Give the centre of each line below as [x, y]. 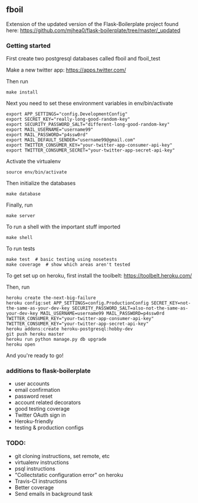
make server [21, 216]
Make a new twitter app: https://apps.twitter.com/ [66, 70]
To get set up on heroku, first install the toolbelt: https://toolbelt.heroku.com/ [99, 276]
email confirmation [37, 390]
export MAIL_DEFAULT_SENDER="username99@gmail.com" [71, 140]
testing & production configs [49, 428]
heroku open [21, 345]
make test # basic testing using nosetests [62, 260]
